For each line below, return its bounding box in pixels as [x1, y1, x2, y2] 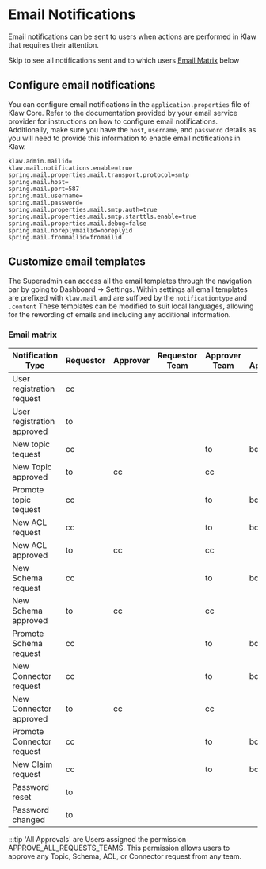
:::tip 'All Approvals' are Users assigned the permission [8, 834, 187, 844]
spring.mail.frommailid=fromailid [8, 233, 123, 241]
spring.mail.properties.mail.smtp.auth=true [8, 205, 158, 213]
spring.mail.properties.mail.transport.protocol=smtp [8, 170, 190, 179]
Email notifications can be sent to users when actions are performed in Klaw [8, 32, 257, 41]
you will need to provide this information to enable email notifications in [8, 133, 241, 143]
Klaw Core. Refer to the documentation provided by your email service [8, 108, 237, 117]
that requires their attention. [8, 40, 99, 49]
